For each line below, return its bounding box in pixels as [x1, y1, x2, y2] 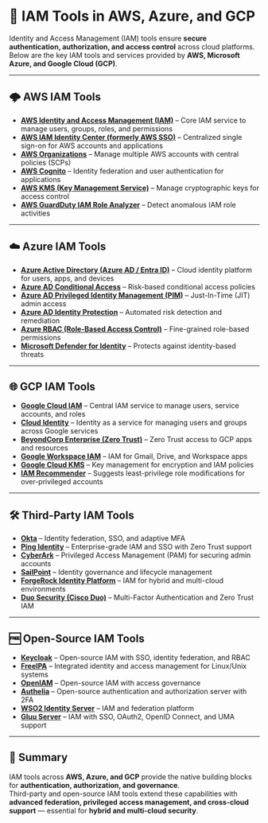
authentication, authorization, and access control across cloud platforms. [9, 41, 255, 51]
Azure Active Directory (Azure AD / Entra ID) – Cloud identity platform [20, 265, 253, 274]
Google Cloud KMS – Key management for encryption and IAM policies [20, 460, 254, 470]
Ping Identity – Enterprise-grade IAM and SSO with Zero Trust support [20, 542, 252, 552]
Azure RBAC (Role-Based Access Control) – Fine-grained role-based [20, 324, 250, 333]
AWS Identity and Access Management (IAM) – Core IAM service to [20, 115, 247, 125]
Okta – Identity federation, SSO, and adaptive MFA [20, 534, 186, 543]
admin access [20, 298, 67, 309]
